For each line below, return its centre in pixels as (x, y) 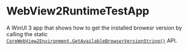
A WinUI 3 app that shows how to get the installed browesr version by (94, 28)
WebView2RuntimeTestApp (78, 11)
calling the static (27, 34)
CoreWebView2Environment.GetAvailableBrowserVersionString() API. (92, 40)
